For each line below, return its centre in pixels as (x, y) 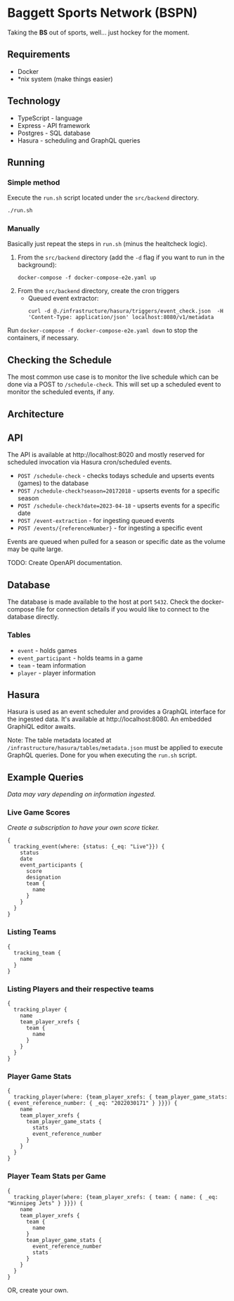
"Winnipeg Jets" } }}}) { (45, 1203)
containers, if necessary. (43, 338)
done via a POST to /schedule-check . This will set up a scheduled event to (114, 384)
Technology (34, 101)
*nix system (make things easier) (65, 79)
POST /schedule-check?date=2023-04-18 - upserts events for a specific (118, 506)
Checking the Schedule (60, 360)
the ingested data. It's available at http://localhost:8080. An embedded (110, 719)
